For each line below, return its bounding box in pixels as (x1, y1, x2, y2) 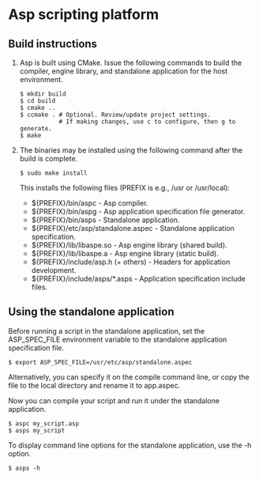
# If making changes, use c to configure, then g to (58, 118, 236, 126)
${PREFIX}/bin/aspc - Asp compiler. (31, 198, 148, 207)
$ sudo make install (19, 169, 88, 177)
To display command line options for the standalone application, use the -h (8, 440, 252, 450)
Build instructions (8, 37, 97, 51)
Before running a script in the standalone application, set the (8, 326, 205, 335)
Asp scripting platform (8, 6, 160, 24)
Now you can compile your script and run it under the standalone (8, 395, 220, 405)
